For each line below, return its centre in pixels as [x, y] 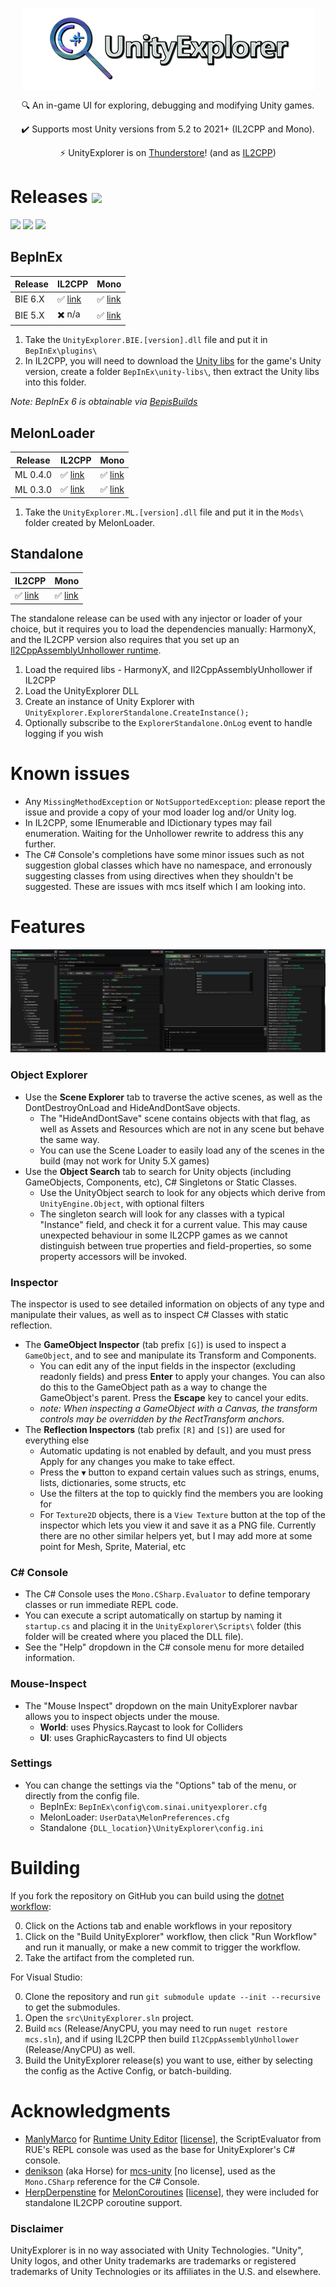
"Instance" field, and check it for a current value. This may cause [173, 1224]
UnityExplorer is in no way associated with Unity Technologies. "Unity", [157, 2250]
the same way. [69, 1139]
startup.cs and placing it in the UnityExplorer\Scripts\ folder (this [163, 1626]
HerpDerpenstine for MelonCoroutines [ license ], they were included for [172, 2192]
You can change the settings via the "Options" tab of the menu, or [160, 1785]
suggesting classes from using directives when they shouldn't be [159, 875]
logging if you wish [64, 733]
